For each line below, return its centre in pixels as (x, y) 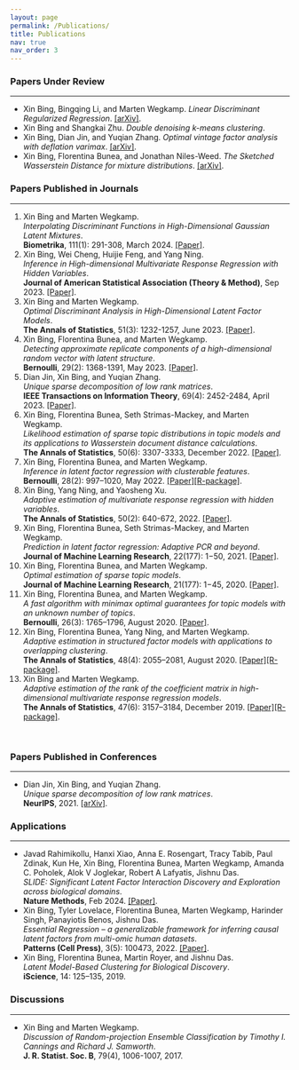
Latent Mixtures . (53, 235)
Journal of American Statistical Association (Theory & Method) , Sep (151, 282)
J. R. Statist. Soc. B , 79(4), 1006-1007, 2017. (103, 1055)
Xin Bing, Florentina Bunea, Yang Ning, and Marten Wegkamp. (136, 631)
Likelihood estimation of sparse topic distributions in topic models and (151, 433)
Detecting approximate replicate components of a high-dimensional (147, 348)
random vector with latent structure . (89, 358)
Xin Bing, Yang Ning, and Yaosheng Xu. (95, 490)
